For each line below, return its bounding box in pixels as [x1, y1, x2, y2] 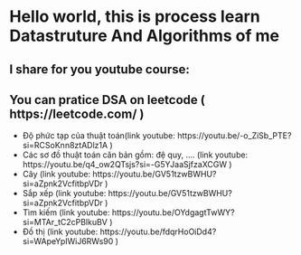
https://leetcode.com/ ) [9, 106, 145, 121]
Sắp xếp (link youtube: [22, 188, 107, 199]
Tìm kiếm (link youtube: [22, 207, 110, 218]
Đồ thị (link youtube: [22, 226, 99, 237]
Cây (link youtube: [22, 169, 91, 180]
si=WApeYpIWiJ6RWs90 [22, 236, 114, 247]
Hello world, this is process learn [9, 6, 260, 27]
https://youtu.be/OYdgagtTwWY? [111, 207, 235, 218]
